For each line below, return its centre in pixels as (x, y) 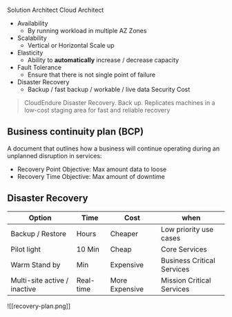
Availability (32, 23)
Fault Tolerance (39, 67)
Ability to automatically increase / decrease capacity (103, 60)
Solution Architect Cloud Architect (56, 10)
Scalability (32, 38)
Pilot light (26, 249)
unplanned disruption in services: (55, 155)
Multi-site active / (40, 280)
